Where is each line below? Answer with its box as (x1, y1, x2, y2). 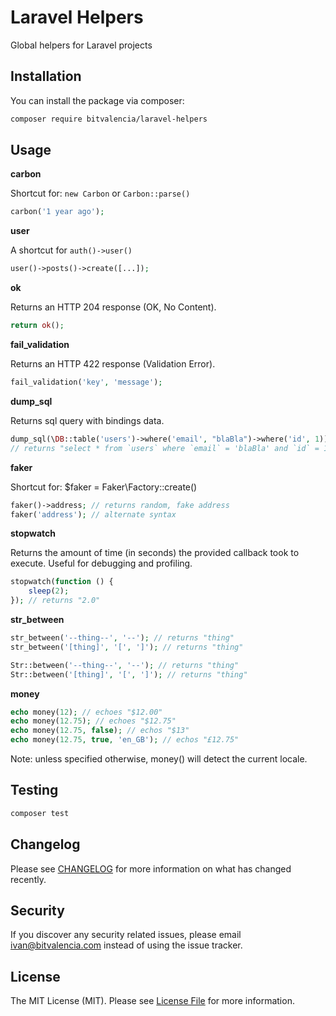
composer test (10, 808, 70, 818)
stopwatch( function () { (10, 577, 114, 587)
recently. (10, 873, 47, 885)
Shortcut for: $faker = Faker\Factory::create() (10, 481, 198, 493)
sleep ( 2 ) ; (28, 586, 70, 596)
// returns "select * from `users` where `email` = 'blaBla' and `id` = (10, 443, 320, 453)
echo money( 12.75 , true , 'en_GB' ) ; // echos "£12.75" (10, 735, 240, 745)
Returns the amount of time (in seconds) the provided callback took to (10, 547, 300, 559)
